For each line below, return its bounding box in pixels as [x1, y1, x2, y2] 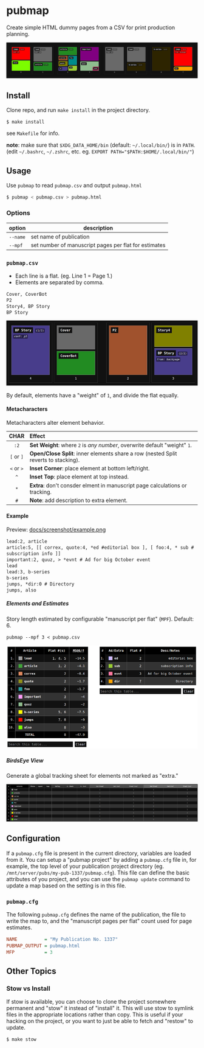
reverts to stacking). [29, 456, 80, 463]
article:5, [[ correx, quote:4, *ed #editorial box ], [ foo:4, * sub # [6, 544, 194, 551]
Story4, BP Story [6, 304, 50, 310]
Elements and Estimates [6, 600, 69, 607]
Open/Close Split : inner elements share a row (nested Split [29, 450, 177, 457]
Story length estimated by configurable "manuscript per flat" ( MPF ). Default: [6, 615, 194, 623]
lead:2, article [6, 538, 47, 545]
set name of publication [30, 232, 90, 240]
